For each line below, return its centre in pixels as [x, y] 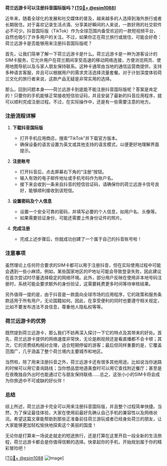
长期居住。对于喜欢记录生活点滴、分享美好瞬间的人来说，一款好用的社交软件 [83, 25]
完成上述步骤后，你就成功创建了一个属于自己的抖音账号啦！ [81, 239]
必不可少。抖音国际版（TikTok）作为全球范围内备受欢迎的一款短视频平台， [82, 31]
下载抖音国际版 [28, 128]
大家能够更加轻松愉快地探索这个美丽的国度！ [51, 425]
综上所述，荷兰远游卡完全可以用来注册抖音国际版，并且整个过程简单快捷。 [81, 407]
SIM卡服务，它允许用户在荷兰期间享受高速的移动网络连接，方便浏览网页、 [81, 60]
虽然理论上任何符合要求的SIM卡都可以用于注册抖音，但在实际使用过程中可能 [83, 265]
